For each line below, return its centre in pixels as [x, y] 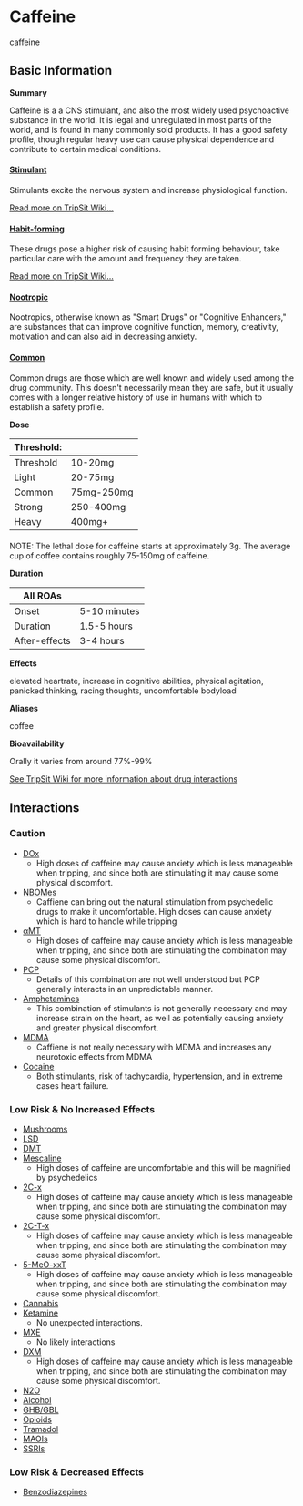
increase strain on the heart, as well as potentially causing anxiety [160, 1018]
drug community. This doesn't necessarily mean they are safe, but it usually [151, 387]
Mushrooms [45, 1129]
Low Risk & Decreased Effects [76, 1472]
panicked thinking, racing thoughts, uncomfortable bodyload [123, 691]
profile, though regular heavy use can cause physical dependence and [142, 139]
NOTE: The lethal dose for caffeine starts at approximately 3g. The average [150, 546]
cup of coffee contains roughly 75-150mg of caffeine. [110, 556]
